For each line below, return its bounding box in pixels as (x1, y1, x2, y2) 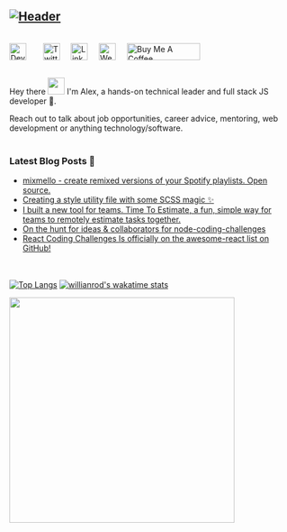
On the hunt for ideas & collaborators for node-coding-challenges (22, 224, 266, 234)
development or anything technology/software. (9, 123, 184, 133)
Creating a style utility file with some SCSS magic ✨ (22, 195, 214, 206)
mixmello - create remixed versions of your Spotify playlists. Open (22, 175, 268, 186)
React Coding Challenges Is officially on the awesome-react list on (22, 234, 270, 244)
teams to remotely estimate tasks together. (22, 214, 182, 225)
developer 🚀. (9, 96, 57, 106)
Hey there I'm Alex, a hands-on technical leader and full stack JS (9, 86, 269, 96)
